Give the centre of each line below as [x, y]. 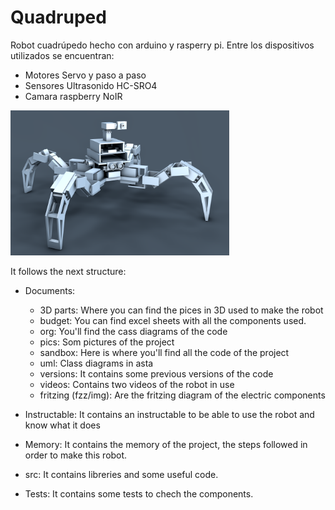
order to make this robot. [76, 455]
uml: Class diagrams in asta [96, 363]
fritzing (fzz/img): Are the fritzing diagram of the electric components [182, 395]
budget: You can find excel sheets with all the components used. [173, 320]
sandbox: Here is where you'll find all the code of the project [164, 352]
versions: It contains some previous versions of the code [156, 373]
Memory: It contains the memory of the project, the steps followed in [166, 444]
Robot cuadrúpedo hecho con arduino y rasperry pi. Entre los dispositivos [162, 45]
